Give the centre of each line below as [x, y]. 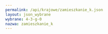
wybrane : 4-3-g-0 [24, 19]
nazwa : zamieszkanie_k [29, 24]
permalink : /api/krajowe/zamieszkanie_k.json [54, 10]
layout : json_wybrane [28, 14]
